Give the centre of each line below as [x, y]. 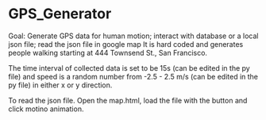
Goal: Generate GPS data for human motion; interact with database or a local [133, 36]
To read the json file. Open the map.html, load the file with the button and [128, 100]
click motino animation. [46, 109]
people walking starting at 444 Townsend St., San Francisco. [108, 52]
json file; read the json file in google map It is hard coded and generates [126, 44]
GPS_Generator [60, 14]
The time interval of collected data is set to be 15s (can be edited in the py [129, 68]
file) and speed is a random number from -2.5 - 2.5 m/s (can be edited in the [133, 76]
